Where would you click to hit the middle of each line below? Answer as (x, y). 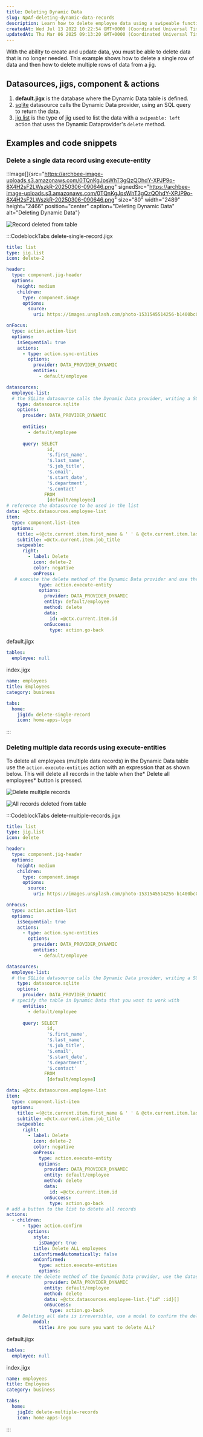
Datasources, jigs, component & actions (83, 83)
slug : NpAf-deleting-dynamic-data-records (60, 18)
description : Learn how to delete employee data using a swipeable (93, 23)
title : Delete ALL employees (70, 1248)
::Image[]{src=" (26, 174)
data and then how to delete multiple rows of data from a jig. (81, 65)
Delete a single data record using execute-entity (79, 160)
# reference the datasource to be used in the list (72, 506)
